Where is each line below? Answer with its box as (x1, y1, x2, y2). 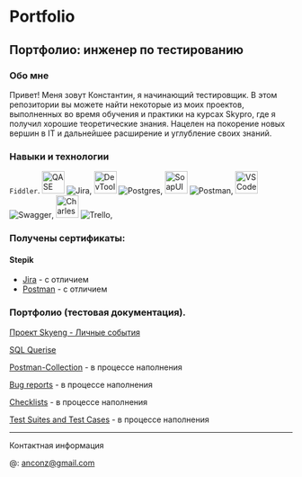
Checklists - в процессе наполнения (9, 396, 148, 407)
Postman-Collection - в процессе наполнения (9, 362, 182, 373)
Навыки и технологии (9, 150, 110, 163)
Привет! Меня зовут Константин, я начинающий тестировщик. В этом (9, 89, 278, 100)
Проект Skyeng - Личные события (9, 327, 141, 337)
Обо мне (9, 69, 49, 82)
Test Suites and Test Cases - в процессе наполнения (9, 414, 209, 425)
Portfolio (9, 6, 75, 27)
